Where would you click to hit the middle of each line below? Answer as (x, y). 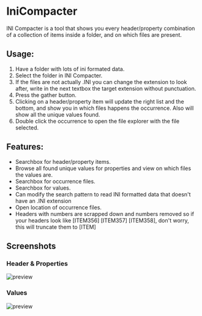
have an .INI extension (43, 201)
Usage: (21, 54)
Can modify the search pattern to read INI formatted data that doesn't (103, 194)
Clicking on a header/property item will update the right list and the (100, 101)
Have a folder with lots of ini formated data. (70, 69)
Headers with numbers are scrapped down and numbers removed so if (105, 214)
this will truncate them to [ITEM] (55, 227)
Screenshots (31, 246)
